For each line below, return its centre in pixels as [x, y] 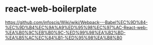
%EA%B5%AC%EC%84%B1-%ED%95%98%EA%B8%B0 [64, 38]
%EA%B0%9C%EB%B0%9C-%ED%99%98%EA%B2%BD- [65, 32]
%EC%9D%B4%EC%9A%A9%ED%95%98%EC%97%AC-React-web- [76, 27]
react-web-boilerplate [51, 9]
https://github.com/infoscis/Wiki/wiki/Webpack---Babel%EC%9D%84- [76, 22]
